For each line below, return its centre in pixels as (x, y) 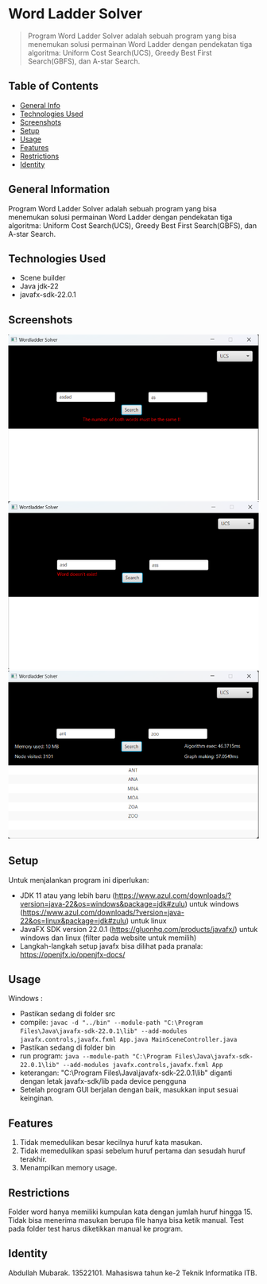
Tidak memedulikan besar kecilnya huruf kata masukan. (111, 1143)
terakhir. (33, 1159)
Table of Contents (54, 86)
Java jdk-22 (39, 286)
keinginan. (37, 1098)
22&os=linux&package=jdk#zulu (73, 920)
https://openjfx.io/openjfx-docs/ (72, 954)
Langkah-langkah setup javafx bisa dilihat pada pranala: (111, 946)
